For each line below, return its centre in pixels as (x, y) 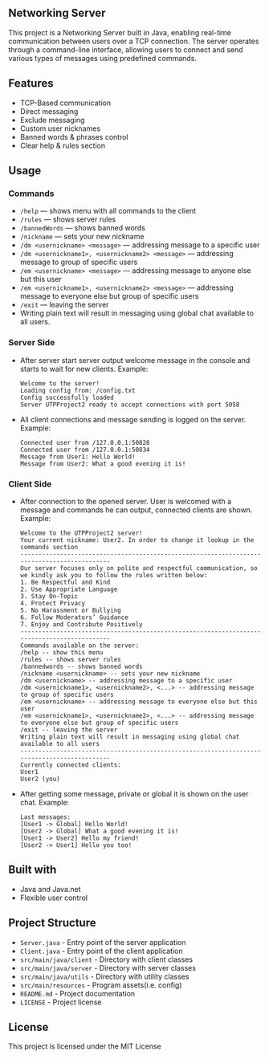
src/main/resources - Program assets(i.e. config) (101, 985)
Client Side (30, 483)
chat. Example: (45, 802)
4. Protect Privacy (53, 603)
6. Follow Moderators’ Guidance (74, 617)
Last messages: (45, 817)
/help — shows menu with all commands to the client (108, 211)
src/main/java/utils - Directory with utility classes (104, 976)
